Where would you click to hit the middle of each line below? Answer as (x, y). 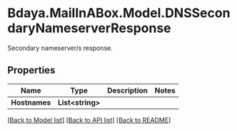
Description (127, 90)
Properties (31, 70)
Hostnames (31, 103)
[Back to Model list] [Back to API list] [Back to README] (89, 120)
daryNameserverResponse (89, 28)
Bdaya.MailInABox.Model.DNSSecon (119, 13)
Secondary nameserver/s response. (60, 48)
